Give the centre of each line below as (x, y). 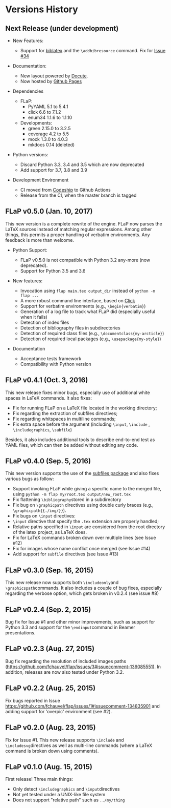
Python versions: (30, 154)
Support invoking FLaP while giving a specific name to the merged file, (87, 489)
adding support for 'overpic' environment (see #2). (59, 711)
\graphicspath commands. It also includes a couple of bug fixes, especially (84, 588)
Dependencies (28, 91)
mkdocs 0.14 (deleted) (51, 145)
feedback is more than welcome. (40, 240)
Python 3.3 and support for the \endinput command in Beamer (70, 627)
